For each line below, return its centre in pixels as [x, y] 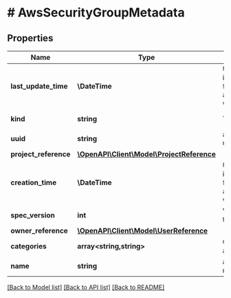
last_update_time [39, 86]
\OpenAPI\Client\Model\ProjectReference [147, 154]
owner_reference [40, 231]
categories [29, 246]
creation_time [34, 182]
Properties [30, 38]
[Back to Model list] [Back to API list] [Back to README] [86, 287]
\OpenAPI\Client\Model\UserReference [143, 231]
